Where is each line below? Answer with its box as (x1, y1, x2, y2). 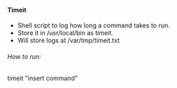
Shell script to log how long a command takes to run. (17, 21, 171, 30)
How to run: (7, 52, 41, 61)
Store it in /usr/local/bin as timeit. (17, 29, 114, 37)
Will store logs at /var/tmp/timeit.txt (17, 36, 120, 45)
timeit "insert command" (7, 74, 79, 82)
